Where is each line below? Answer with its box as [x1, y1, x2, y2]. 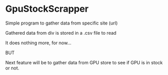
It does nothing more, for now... [5, 39, 72, 46]
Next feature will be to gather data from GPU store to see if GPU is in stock [5, 59, 163, 65]
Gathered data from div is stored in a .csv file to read [5, 30, 117, 36]
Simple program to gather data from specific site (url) [5, 20, 118, 26]
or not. [5, 65, 19, 71]
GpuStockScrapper [5, 3, 89, 15]
